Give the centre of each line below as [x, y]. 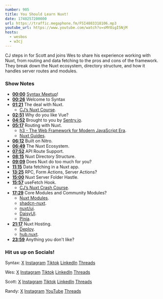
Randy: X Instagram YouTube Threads [43, 291]
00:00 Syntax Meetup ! [35, 94]
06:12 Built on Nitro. [32, 141]
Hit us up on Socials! [30, 252]
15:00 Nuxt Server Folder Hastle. [45, 177]
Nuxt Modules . [34, 198]
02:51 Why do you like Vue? [40, 115]
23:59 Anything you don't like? [43, 239]
